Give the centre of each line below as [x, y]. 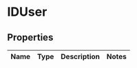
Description [80, 57]
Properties [30, 37]
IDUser [27, 12]
